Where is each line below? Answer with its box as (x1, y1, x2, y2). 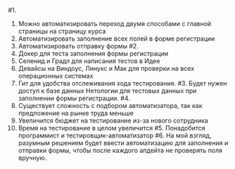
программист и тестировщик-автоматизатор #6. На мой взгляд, (18, 131, 212, 140)
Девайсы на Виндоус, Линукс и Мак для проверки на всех (18, 65, 195, 72)
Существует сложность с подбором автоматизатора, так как (18, 102, 203, 109)
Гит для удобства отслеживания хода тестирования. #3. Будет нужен (18, 79, 227, 87)
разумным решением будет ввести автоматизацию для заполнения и (18, 139, 229, 147)
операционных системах (18, 72, 94, 80)
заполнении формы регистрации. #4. (18, 94, 130, 102)
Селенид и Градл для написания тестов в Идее (18, 57, 160, 65)
